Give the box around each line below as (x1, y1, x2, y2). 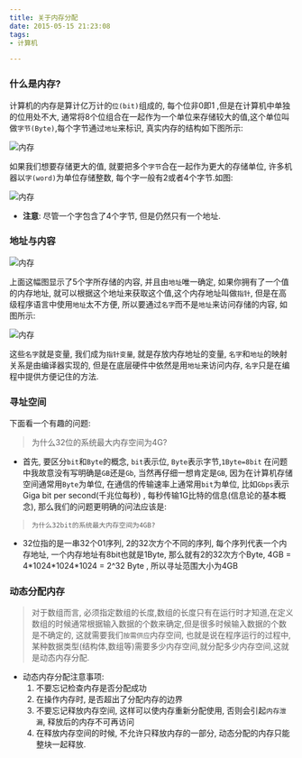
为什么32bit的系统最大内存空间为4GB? (31, 521, 156, 530)
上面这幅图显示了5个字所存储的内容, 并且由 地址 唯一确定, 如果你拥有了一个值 (9, 276, 290, 287)
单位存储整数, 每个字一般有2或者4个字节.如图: (63, 172, 233, 183)
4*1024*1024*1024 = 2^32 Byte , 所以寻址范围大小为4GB (22, 561, 239, 571)
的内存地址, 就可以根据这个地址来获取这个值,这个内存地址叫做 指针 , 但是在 (9, 288, 279, 298)
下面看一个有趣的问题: (9, 418, 92, 429)
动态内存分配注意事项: (22, 671, 105, 682)
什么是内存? (9, 78, 61, 90)
